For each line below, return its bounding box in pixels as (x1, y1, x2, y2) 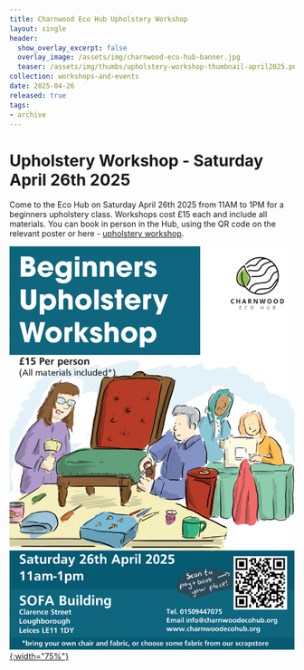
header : (9, 33, 39, 43)
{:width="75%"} (9, 651, 70, 662)
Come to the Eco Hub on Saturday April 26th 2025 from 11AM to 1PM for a (9, 199, 285, 210)
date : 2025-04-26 (9, 81, 75, 91)
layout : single (9, 24, 67, 33)
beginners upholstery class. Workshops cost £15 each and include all (9, 209, 268, 220)
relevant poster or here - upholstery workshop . (9, 228, 185, 239)
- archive (9, 110, 47, 120)
